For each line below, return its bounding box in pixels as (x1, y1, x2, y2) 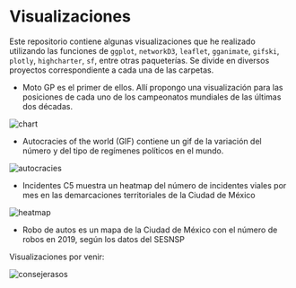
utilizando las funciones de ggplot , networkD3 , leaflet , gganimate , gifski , (9, 45, 280, 56)
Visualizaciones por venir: (9, 251, 105, 262)
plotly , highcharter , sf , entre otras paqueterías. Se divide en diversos (9, 55, 270, 65)
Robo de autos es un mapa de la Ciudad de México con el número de (22, 224, 278, 235)
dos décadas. (22, 100, 74, 111)
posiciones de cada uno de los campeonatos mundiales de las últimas (22, 92, 282, 102)
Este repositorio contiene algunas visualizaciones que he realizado (9, 36, 256, 47)
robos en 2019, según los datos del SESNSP (22, 233, 186, 244)
